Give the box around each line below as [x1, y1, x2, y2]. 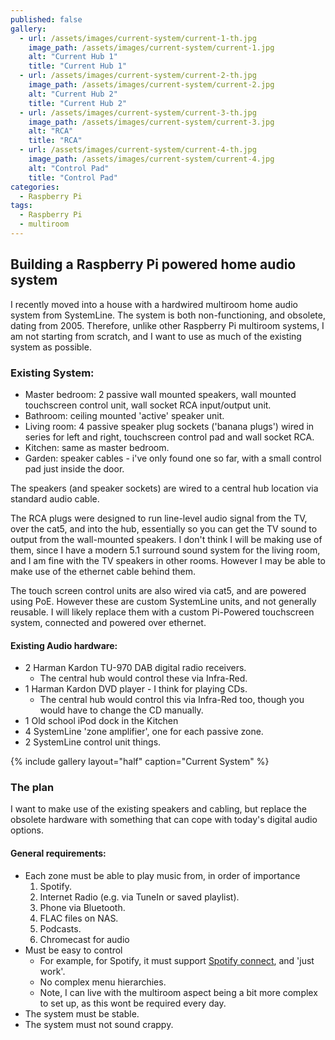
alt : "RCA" [28, 126, 74, 136]
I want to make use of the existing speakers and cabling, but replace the [10, 803, 308, 815]
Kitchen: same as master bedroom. [24, 441, 170, 453]
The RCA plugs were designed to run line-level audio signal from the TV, [10, 512, 308, 524]
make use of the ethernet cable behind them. [10, 565, 197, 577]
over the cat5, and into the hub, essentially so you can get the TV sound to [10, 522, 318, 535]
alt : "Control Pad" [28, 163, 110, 173]
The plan [10, 781, 55, 795]
